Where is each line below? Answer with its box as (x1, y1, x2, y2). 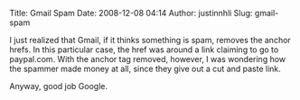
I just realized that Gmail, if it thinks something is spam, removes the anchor (9, 35, 291, 45)
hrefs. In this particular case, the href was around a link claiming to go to (9, 44, 279, 55)
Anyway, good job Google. (9, 81, 108, 91)
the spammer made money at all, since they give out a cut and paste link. (9, 63, 282, 74)
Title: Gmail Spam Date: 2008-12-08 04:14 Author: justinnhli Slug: (9, 8, 253, 18)
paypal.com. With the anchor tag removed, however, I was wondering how (9, 54, 286, 64)
